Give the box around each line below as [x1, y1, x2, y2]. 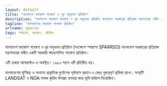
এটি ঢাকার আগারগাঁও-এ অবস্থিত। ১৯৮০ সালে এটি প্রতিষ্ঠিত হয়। [5, 60, 95, 65]
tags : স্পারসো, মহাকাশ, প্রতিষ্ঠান [5, 30, 55, 35]
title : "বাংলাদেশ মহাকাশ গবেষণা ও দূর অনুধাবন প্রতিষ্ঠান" [5, 12, 89, 17]
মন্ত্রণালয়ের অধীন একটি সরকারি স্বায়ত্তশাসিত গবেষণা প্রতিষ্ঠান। [5, 50, 89, 55]
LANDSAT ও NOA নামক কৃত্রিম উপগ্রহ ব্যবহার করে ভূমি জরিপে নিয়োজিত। [5, 75, 117, 81]
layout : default [5, 7, 39, 12]
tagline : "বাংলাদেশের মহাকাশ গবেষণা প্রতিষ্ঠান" [5, 21, 76, 26]
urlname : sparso [5, 26, 39, 31]
